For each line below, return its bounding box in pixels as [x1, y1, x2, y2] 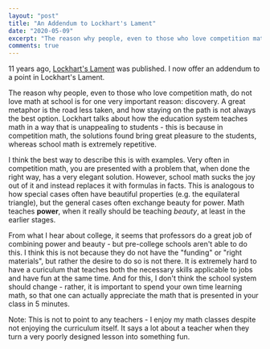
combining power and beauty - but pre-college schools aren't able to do [8, 239, 247, 249]
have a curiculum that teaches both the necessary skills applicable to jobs [8, 265, 253, 275]
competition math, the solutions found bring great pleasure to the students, [8, 131, 257, 141]
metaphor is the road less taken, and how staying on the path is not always [8, 106, 256, 115]
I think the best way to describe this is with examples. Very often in [8, 155, 230, 165]
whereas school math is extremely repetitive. [8, 139, 157, 149]
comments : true [8, 42, 59, 50]
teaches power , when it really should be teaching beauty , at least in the [8, 206, 246, 216]
